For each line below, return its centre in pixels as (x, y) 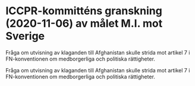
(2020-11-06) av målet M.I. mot (84, 23)
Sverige (25, 36)
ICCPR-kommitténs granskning (84, 11)
